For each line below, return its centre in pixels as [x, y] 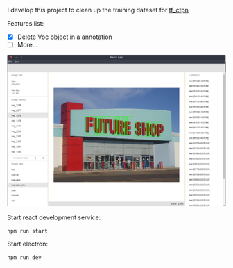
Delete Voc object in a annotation [64, 37]
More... [27, 45]
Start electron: [28, 244]
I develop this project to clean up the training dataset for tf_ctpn [98, 10]
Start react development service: [54, 217]
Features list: [26, 23]
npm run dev [24, 258]
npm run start [28, 231]
